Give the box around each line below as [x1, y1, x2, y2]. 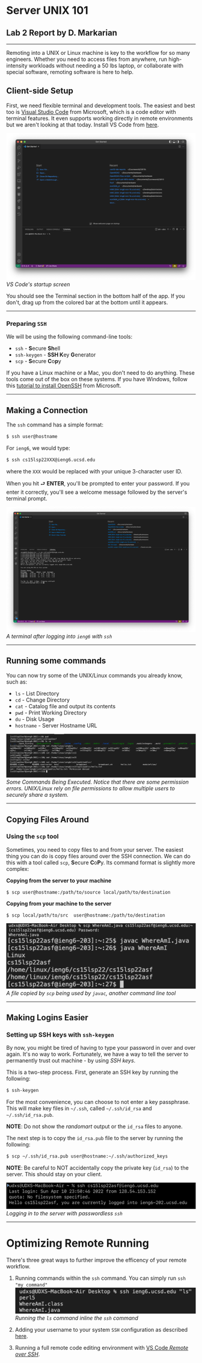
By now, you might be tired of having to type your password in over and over [6, 1044, 196, 1052]
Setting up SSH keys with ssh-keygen [6, 1031, 114, 1039]
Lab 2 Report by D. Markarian [6, 28, 117, 38]
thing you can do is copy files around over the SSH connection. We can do [6, 852, 191, 859]
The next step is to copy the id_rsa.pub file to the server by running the [6, 1135, 183, 1142]
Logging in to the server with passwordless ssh [6, 1209, 123, 1217]
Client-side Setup [6, 86, 74, 96]
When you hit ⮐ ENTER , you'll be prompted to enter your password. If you [6, 479, 190, 487]
